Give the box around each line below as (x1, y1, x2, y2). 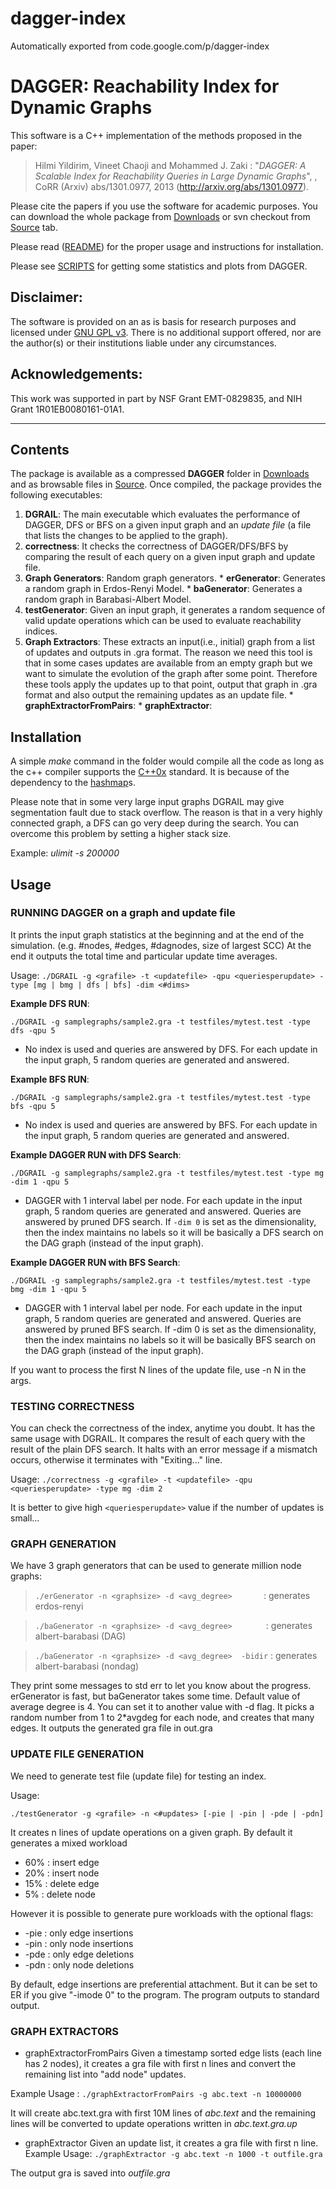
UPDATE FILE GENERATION (10, 1747, 145, 1761)
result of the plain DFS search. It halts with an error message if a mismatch (10, 1443, 318, 1456)
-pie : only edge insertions (24, 1927, 134, 1939)
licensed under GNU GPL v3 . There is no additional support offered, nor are (10, 326, 322, 338)
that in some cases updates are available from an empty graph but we (24, 657, 313, 669)
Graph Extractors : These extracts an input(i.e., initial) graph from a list (24, 636, 315, 648)
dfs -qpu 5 (10, 1025, 56, 1036)
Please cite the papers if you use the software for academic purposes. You (10, 200, 318, 212)
